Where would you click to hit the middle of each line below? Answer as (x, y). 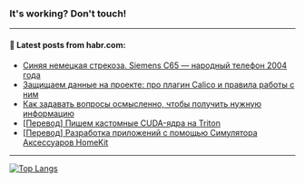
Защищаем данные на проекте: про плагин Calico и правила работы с (158, 84)
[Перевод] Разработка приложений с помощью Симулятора (140, 132)
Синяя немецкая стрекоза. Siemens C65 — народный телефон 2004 (155, 65)
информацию (48, 113)
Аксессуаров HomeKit (65, 142)
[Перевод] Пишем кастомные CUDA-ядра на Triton (121, 123)
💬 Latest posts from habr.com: (68, 44)
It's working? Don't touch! (68, 14)
